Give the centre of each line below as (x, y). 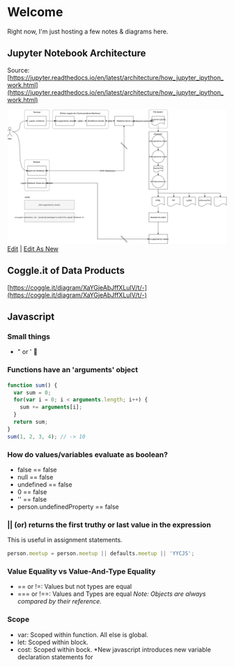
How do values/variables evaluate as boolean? (88, 454)
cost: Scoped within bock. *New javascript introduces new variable (114, 650)
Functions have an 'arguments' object (72, 370)
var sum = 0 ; (32, 392)
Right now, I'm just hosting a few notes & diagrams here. (88, 31)
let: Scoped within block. (53, 642)
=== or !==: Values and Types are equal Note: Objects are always (111, 594)
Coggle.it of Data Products (66, 271)
